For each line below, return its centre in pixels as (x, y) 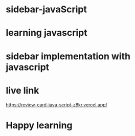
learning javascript (47, 33)
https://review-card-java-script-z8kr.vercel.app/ (57, 105)
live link (22, 90)
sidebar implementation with (68, 56)
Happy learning (39, 125)
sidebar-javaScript (47, 9)
